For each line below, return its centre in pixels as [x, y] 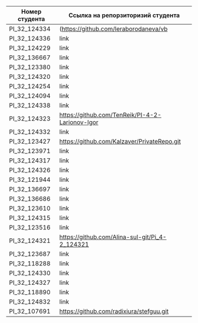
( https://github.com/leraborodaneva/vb [113, 29]
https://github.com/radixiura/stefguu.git [114, 311]
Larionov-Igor [79, 122]
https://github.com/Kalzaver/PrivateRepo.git [120, 141]
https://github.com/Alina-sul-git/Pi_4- [113, 237]
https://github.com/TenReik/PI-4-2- [110, 115]
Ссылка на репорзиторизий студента [124, 15]
